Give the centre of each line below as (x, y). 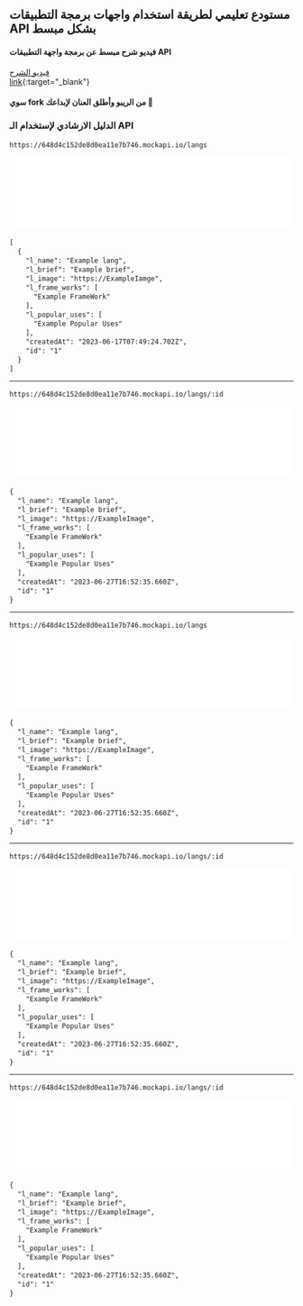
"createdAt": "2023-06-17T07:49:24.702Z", (106, 342)
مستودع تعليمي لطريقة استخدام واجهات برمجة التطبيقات (150, 15)
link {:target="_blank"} (50, 81)
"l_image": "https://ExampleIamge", (95, 279)
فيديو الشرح (29, 72)
